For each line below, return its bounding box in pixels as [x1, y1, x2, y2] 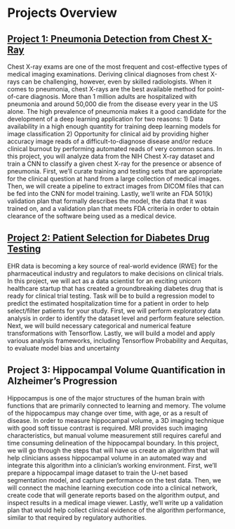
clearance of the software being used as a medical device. [7, 212, 177, 220]
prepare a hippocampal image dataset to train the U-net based [7, 469, 188, 477]
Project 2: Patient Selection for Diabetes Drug [7, 232, 210, 244]
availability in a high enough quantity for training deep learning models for [7, 122, 221, 131]
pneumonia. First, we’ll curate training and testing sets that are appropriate [7, 167, 223, 175]
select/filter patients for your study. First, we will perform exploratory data [7, 306, 221, 315]
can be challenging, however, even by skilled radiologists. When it [21, 77, 212, 86]
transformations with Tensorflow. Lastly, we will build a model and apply [7, 329, 215, 337]
